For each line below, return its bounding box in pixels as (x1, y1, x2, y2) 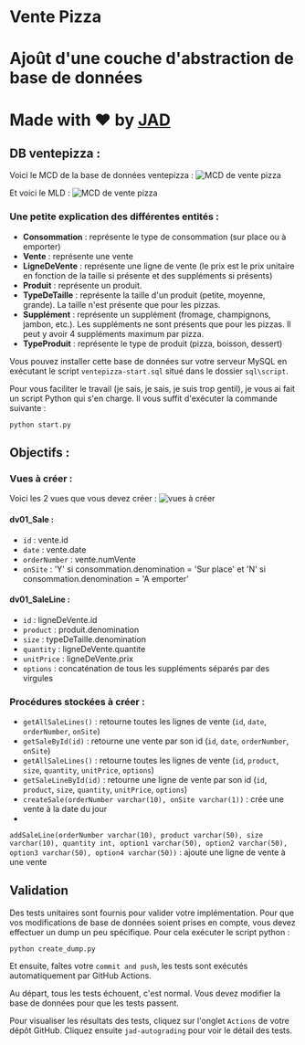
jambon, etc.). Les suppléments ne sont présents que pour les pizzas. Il (22, 318, 291, 330)
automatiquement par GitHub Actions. (9, 970, 152, 981)
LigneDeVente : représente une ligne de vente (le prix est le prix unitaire (22, 260, 295, 271)
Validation (9, 883, 68, 899)
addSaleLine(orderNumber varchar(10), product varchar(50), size (9, 831, 263, 840)
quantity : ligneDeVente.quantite (22, 643, 146, 654)
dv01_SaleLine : (9, 594, 70, 605)
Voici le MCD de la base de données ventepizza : (9, 170, 195, 181)
